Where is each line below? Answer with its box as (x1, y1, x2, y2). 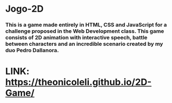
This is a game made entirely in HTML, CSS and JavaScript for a (5, 21, 167, 29)
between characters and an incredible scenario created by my (5, 40, 163, 47)
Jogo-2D (5, 3, 44, 15)
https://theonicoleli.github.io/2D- (5, 76, 152, 88)
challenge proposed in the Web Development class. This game (5, 28, 164, 35)
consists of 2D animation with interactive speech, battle (5, 34, 148, 41)
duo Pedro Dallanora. (5, 47, 59, 54)
